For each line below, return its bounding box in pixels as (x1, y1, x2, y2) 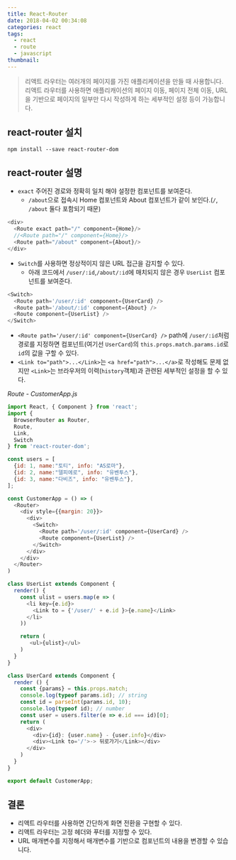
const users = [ (7, 456, 55, 463)
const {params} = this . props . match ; (20, 685, 129, 692)
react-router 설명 (7, 166, 83, 178)
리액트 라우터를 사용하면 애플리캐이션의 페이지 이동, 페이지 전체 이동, (24, 86, 214, 94)
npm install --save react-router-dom (7, 146, 119, 153)
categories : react (7, 23, 62, 31)
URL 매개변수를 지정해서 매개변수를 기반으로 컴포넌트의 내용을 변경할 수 (17, 837, 216, 845)
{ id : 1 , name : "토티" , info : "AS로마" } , (13, 462, 125, 469)
